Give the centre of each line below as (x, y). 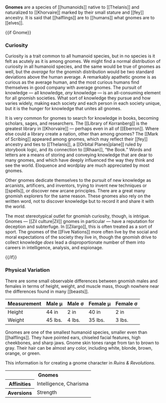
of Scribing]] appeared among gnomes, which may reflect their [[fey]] (76, 139)
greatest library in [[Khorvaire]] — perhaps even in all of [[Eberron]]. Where (82, 129)
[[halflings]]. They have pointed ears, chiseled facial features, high (73, 337)
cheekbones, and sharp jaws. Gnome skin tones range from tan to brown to (82, 343)
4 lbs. (74, 320)
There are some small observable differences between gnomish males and (81, 281)
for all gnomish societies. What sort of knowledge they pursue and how (78, 98)
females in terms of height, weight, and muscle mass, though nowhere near (82, 286)
